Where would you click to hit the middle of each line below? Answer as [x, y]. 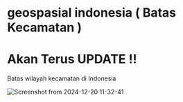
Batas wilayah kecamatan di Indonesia [62, 78]
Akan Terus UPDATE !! [72, 59]
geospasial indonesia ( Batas [92, 13]
